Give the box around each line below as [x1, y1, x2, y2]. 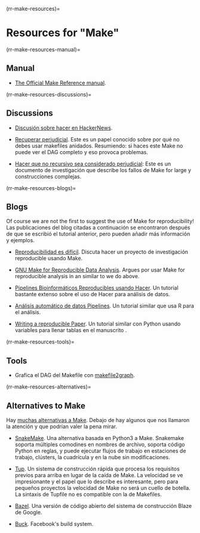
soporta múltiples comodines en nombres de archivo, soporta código [14, 441, 185, 448]
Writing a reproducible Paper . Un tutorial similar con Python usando [14, 320, 181, 327]
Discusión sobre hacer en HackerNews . [14, 124, 113, 131]
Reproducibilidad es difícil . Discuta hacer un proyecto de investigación [14, 248, 189, 255]
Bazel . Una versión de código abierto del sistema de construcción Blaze [14, 502, 192, 509]
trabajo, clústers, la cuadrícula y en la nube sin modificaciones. [14, 454, 170, 460]
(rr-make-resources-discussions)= [6, 91, 92, 98]
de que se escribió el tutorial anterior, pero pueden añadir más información [6, 230, 190, 237]
